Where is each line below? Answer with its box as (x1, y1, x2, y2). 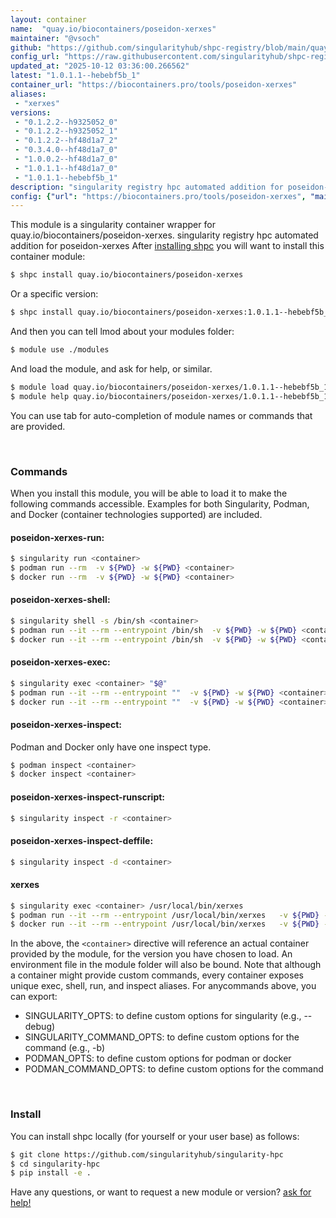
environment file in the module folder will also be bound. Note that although (10, 959, 322, 971)
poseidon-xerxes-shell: (10, 594, 111, 606)
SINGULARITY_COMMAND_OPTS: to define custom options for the (24, 1031, 300, 1043)
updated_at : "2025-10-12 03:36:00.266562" (10, 61, 190, 71)
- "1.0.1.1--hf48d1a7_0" (14, 163, 118, 173)
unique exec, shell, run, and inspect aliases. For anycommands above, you (10, 980, 317, 992)
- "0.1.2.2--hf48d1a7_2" (14, 136, 118, 146)
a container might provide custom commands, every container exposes (10, 969, 304, 981)
